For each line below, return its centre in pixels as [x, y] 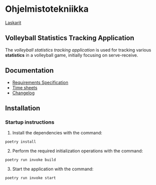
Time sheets [25, 87]
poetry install [21, 142]
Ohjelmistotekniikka [47, 9]
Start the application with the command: [53, 169]
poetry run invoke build [31, 160]
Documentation [30, 70]
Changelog [23, 93]
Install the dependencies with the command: [57, 133]
